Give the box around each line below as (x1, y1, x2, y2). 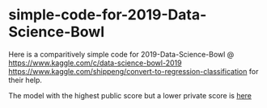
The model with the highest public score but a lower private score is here (8, 90, 252, 100)
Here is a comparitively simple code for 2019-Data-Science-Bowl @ (8, 49, 235, 59)
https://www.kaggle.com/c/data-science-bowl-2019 (8, 58, 182, 68)
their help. (8, 75, 43, 85)
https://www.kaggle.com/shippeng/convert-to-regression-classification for (8, 66, 259, 76)
